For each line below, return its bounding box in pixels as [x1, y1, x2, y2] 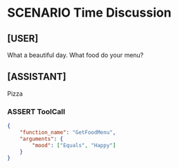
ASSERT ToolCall [7, 106, 66, 116]
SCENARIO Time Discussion [7, 5, 172, 21]
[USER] [7, 33, 39, 44]
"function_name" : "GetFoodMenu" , [19, 128, 116, 136]
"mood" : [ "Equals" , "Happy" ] [32, 142, 116, 149]
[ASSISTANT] [7, 71, 67, 83]
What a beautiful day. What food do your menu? [7, 51, 144, 59]
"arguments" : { [19, 135, 64, 142]
